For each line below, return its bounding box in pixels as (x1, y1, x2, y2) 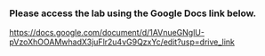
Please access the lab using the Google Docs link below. (9, 7, 256, 20)
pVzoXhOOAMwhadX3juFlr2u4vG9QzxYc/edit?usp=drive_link (9, 36, 236, 47)
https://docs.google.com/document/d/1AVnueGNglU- (9, 28, 205, 38)
